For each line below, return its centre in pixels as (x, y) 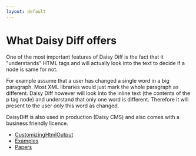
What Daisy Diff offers (61, 40)
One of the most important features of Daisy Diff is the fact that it (85, 57)
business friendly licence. (37, 123)
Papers (23, 147)
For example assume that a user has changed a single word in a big (88, 80)
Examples (26, 141)
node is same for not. (32, 69)
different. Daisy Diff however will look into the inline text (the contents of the (98, 93)
